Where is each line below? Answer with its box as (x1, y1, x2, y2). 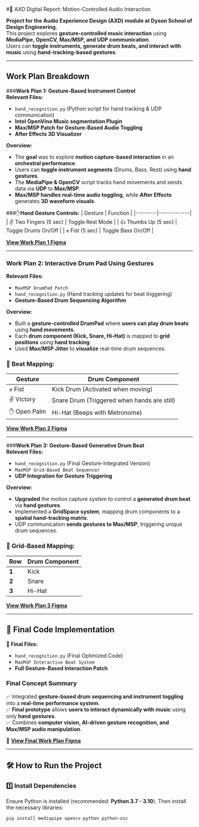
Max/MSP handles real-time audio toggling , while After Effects (14, 191, 172, 198)
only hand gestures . (6, 712, 56, 719)
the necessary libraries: (6, 804, 64, 811)
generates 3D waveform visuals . (14, 197, 96, 204)
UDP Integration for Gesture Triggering (14, 472, 113, 479)
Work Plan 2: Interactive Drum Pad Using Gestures (6, 259, 154, 267)
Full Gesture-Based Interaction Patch (14, 664, 108, 671)
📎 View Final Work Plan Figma (6, 737, 81, 744)
